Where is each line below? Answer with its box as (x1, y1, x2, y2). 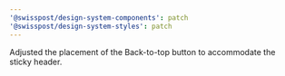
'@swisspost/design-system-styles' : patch (9, 22, 172, 31)
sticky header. (9, 56, 63, 67)
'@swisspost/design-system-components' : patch (9, 13, 189, 23)
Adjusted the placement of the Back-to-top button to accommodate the (9, 46, 276, 57)
